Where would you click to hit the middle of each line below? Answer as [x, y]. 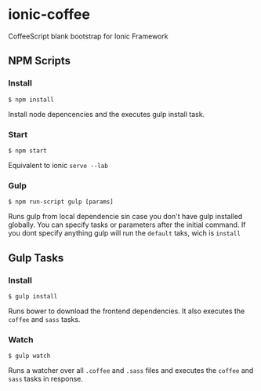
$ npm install [31, 100]
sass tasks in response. [46, 379]
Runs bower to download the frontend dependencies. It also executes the [127, 311]
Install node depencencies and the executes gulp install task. [107, 114]
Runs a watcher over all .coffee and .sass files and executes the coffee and [131, 371]
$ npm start [27, 151]
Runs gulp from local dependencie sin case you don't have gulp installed [125, 217]
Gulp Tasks [36, 258]
